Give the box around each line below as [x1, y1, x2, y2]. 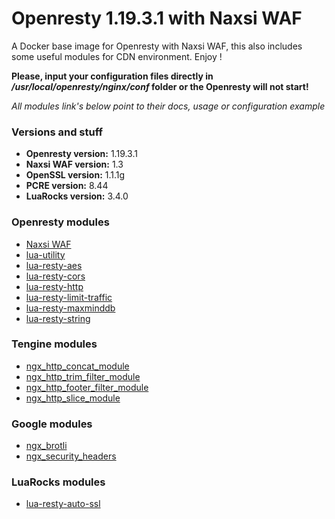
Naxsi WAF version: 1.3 [25, 158, 124, 171]
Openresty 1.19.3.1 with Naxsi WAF [11, 7, 303, 30]
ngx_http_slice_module [25, 392, 121, 404]
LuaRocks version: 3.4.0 [25, 190, 129, 202]
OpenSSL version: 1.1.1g [25, 169, 126, 181]
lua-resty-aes [25, 259, 83, 271]
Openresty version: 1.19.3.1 [25, 148, 138, 160]
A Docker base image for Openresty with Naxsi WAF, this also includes [11, 40, 303, 52]
